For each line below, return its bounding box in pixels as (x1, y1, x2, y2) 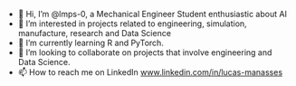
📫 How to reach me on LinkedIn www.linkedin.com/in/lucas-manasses (17, 67, 283, 77)
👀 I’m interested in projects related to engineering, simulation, (17, 18, 247, 29)
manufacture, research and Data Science (17, 28, 172, 38)
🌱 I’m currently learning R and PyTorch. (17, 37, 165, 48)
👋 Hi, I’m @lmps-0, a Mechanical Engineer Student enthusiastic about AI (17, 9, 288, 19)
